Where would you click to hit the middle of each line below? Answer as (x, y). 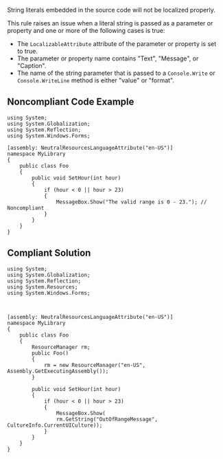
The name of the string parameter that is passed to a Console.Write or (116, 73)
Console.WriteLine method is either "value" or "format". (96, 80)
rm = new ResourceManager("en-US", (95, 365)
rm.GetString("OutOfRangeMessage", (107, 419)
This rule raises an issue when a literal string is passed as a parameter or (110, 23)
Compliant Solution (49, 253)
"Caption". (32, 66)
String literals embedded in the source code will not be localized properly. (111, 10)
